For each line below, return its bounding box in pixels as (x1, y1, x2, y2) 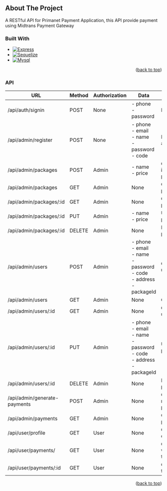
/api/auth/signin (7, 107, 45, 114)
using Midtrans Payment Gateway (5, 22, 75, 28)
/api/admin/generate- (7, 395, 59, 402)
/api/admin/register (7, 137, 53, 144)
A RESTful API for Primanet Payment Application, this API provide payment (5, 17, 158, 23)
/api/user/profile (7, 430, 46, 437)
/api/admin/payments (7, 415, 58, 422)
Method (69, 92, 88, 99)
